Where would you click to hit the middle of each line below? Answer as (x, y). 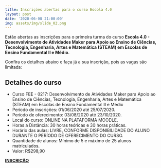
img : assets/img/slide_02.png (36, 23)
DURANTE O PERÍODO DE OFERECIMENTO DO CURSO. (68, 136)
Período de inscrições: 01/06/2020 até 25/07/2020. (64, 110)
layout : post (18, 14)
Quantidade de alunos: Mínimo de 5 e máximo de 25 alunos (72, 141)
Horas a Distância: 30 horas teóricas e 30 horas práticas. (69, 125)
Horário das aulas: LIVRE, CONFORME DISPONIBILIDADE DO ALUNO (81, 131)
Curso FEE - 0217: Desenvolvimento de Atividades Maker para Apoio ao (84, 94)
